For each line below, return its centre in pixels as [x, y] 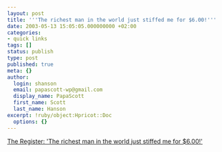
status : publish [30, 52]
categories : [24, 33]
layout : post [26, 13]
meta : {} [20, 71]
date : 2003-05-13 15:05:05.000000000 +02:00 [72, 26]
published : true [30, 64]
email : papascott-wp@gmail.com [58, 90]
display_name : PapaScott [49, 97]
